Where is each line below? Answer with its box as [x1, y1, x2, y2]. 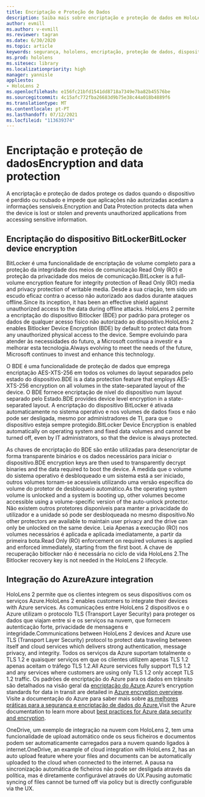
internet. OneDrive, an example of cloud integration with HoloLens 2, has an [6, 746, 195, 753]
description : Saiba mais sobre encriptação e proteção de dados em [6, 15, 182, 21]
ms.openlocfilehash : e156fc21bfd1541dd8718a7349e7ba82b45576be [6, 89, 171, 95]
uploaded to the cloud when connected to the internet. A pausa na [6, 758, 173, 766]
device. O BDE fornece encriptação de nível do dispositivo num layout [6, 388, 182, 396]
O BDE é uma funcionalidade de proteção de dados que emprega [6, 363, 170, 369]
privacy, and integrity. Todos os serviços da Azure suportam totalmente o [6, 649, 191, 656]
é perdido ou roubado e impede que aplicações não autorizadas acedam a [6, 197, 193, 204]
